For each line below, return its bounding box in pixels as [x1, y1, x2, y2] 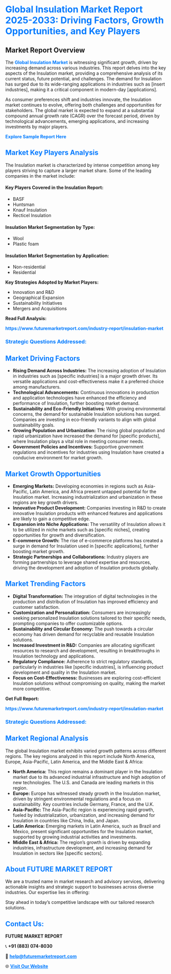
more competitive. [12, 685, 51, 692]
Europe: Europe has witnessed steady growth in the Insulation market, [12, 790, 161, 796]
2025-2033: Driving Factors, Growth [5, 14, 164, 26]
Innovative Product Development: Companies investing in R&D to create [12, 504, 166, 511]
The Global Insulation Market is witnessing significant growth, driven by [5, 59, 158, 65]
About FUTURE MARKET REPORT [5, 864, 113, 874]
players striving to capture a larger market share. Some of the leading [5, 167, 152, 174]
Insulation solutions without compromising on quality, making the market [12, 680, 165, 686]
